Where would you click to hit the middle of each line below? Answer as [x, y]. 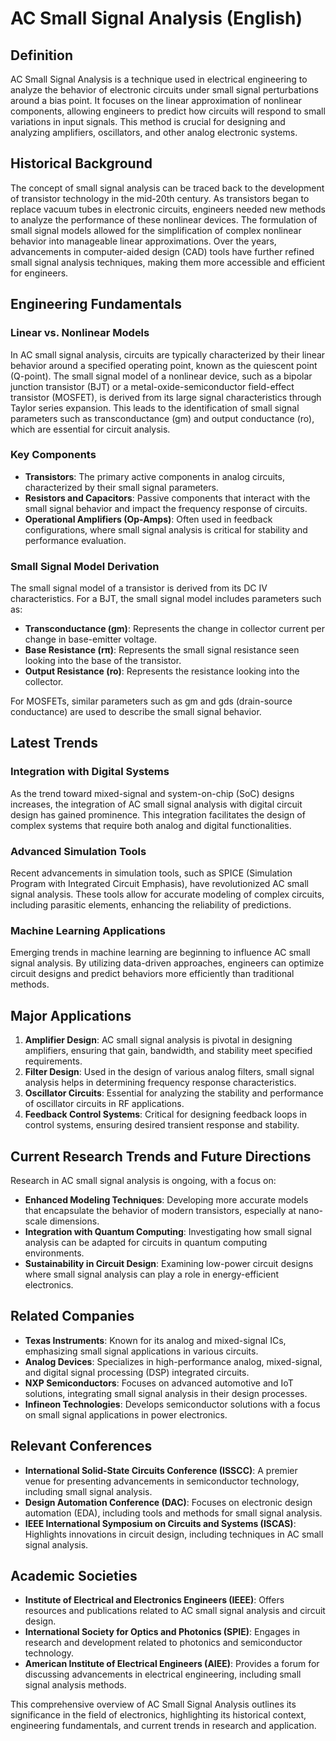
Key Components [53, 455]
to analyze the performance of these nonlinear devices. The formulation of [164, 219]
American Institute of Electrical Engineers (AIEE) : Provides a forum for [172, 1664]
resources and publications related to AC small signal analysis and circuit [175, 1611]
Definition [41, 55]
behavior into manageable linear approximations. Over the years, [143, 241]
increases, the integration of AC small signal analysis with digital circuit [156, 804]
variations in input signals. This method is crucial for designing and [148, 121]
